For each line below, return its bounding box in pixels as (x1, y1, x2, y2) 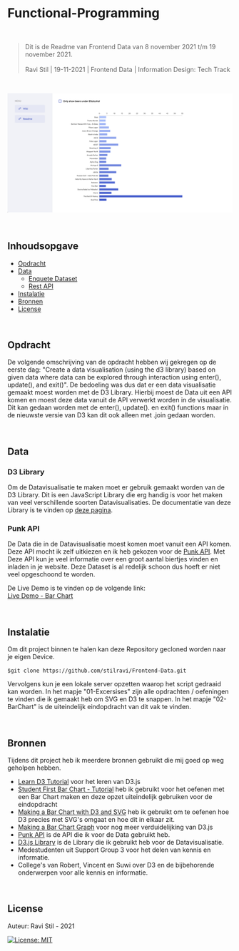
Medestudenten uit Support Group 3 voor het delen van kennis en (17, 845, 211, 854)
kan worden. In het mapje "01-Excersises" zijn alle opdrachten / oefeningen (7, 687, 229, 696)
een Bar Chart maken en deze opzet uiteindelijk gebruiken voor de (17, 792, 213, 800)
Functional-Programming (7, 5, 161, 21)
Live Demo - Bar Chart (7, 591, 73, 600)
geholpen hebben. (7, 763, 61, 772)
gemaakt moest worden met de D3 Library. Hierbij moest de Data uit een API (7, 388, 232, 397)
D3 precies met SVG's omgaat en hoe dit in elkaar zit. (17, 815, 175, 823)
